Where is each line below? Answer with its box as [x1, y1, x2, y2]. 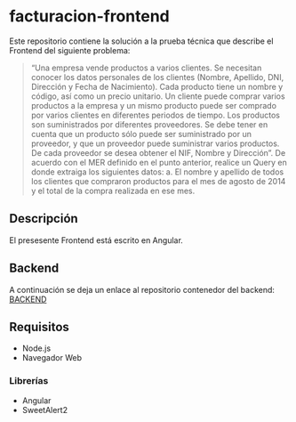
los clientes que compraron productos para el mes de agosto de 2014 [30, 175, 286, 186]
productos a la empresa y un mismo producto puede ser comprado [30, 100, 277, 110]
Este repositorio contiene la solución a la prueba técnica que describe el [9, 36, 274, 46]
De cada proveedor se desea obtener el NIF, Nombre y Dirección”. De [30, 147, 286, 158]
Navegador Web [21, 353, 83, 363]
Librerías [9, 375, 49, 387]
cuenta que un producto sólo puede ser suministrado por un [30, 128, 252, 139]
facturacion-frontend [9, 6, 171, 27]
